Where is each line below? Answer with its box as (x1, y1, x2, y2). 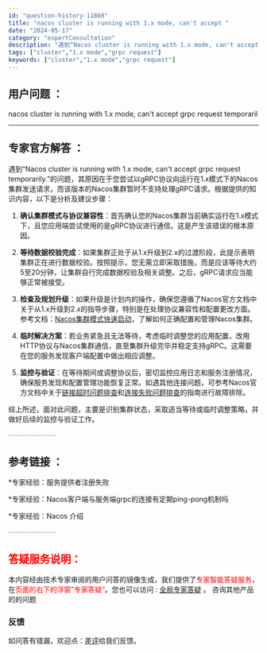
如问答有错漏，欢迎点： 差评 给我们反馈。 (8, 636, 141, 646)
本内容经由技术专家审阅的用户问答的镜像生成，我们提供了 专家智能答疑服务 (8, 575, 252, 585)
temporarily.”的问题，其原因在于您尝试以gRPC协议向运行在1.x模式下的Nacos (8, 174, 258, 184)
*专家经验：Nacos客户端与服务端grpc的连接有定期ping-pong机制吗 (8, 494, 229, 504)
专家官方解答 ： (8, 141, 84, 155)
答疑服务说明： (8, 552, 82, 566)
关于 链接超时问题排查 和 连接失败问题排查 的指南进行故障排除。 (47, 387, 250, 397)
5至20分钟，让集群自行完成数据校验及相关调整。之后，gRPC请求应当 (19, 267, 246, 276)
